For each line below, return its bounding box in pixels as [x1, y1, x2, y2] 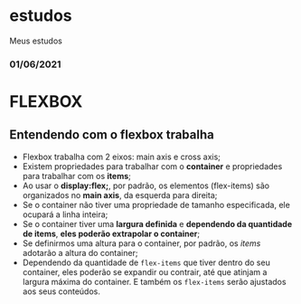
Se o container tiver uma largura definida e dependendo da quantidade [22, 218, 293, 229]
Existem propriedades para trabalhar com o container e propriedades [22, 160, 283, 172]
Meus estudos [9, 35, 63, 46]
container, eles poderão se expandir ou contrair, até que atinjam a [22, 266, 268, 277]
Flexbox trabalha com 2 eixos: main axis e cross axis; [22, 151, 221, 162]
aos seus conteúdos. [22, 286, 101, 297]
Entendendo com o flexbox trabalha [9, 128, 214, 143]
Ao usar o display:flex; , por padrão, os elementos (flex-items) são [22, 180, 269, 191]
